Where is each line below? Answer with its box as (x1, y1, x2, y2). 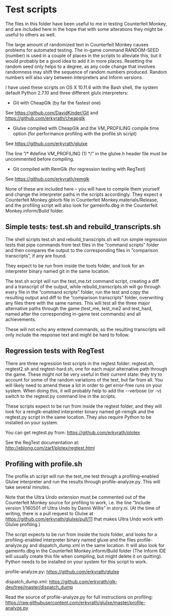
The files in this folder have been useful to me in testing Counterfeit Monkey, (5, 21, 167, 27)
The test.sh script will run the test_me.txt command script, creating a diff (5, 278, 159, 284)
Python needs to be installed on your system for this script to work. (5, 559, 147, 565)
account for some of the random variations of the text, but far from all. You (5, 376, 163, 383)
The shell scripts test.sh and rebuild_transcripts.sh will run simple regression (5, 236, 167, 242)
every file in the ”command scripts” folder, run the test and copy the (5, 289, 149, 295)
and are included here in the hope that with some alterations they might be (5, 26, 163, 32)
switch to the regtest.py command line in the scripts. (5, 393, 117, 399)
